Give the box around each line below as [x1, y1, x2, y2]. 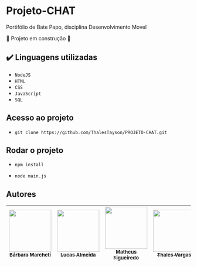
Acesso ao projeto [6, 113, 74, 123]
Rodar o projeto [6, 145, 63, 155]
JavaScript [14, 91, 42, 97]
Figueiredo [113, 255, 140, 261]
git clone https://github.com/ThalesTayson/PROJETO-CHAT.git [14, 129, 168, 135]
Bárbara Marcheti [9, 252, 51, 258]
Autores [6, 189, 36, 199]
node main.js [14, 173, 47, 179]
